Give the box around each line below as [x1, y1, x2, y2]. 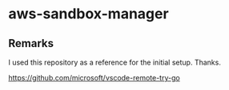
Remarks [8, 37, 54, 50]
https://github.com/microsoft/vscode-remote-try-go [8, 73, 180, 82]
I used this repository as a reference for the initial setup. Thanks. [8, 57, 222, 67]
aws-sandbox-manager [8, 5, 170, 23]
